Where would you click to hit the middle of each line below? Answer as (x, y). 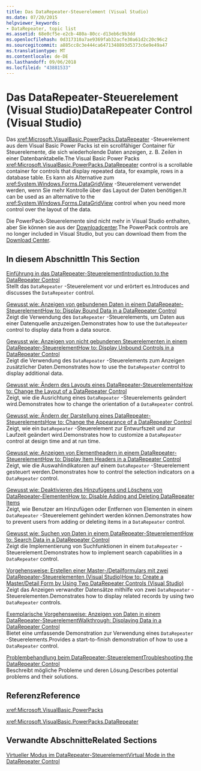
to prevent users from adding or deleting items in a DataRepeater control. (96, 522)
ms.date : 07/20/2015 (32, 17)
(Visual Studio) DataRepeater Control (99, 110)
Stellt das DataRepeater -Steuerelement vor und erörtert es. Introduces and (98, 286)
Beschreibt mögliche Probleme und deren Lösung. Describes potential (92, 670)
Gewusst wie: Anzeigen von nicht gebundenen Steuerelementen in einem (97, 341)
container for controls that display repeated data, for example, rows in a (95, 171)
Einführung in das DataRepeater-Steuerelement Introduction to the (88, 274)
